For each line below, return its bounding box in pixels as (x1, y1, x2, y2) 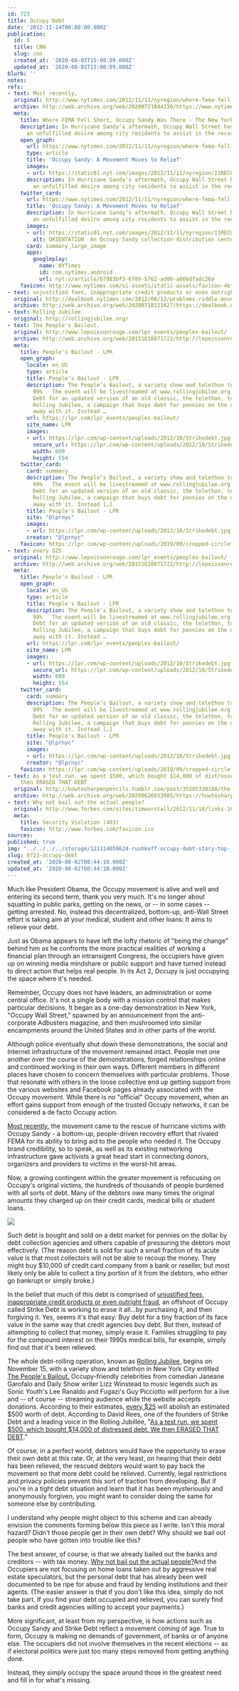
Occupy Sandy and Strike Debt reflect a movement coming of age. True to (7, 1624, 225, 1633)
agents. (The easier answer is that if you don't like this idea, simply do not (7, 1587, 224, 1596)
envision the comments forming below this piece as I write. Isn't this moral (7, 1521, 225, 1529)
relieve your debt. (7, 922, 59, 931)
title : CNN (14, 43, 46, 51)
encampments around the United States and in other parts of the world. (7, 1025, 217, 1034)
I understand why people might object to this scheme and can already (7, 1513, 212, 1521)
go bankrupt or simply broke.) (7, 1276, 95, 1285)
